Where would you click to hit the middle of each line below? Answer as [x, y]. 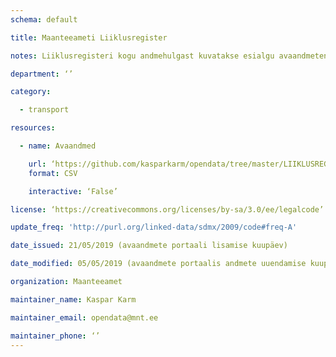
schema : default [44, 19]
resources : [33, 128]
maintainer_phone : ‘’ [55, 336]
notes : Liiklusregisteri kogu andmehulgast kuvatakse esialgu [142, 56]
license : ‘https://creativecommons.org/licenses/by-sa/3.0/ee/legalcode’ [167, 209]
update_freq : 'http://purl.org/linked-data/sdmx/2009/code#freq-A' [154, 227]
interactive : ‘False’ [73, 191]
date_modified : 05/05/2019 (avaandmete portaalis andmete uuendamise [158, 264]
